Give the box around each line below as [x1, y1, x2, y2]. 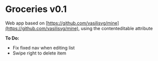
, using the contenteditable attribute [78, 25, 153, 31]
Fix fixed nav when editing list [12, 44, 75, 50]
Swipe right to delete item [12, 50, 67, 56]
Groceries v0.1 [5, 3, 67, 15]
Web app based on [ [5, 20, 48, 26]
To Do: [5, 35, 19, 41]
